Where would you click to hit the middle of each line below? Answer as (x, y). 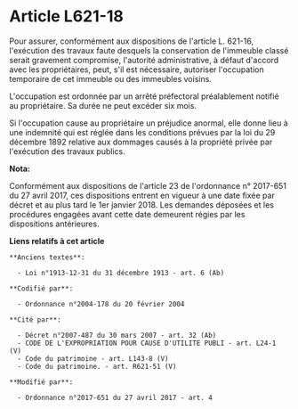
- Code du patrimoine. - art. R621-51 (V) (97, 366)
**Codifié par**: (41, 288)
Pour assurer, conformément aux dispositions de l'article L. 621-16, (132, 41)
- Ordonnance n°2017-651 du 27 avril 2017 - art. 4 (115, 397)
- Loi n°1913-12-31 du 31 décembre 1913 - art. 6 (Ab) (121, 273)
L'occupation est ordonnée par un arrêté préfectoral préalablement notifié (144, 96)
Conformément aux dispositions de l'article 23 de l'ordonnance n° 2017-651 (148, 185)
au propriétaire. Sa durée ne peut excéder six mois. (103, 105)
